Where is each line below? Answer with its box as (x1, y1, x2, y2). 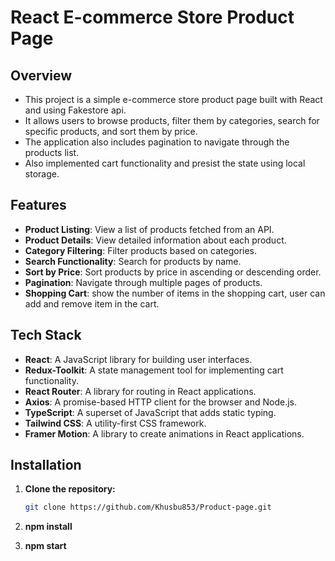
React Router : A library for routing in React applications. (24, 385, 257, 397)
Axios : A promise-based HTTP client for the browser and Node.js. (24, 396, 297, 408)
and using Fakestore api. (24, 104, 127, 116)
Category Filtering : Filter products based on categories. (24, 244, 258, 256)
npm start (24, 540, 67, 552)
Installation (10, 457, 82, 474)
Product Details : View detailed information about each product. (24, 234, 287, 246)
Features (10, 197, 67, 214)
